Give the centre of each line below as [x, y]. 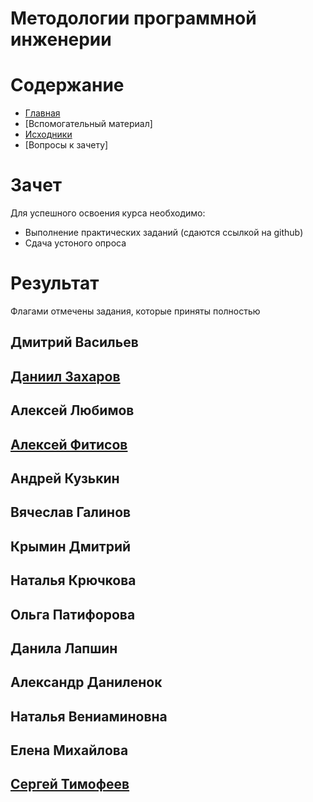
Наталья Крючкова [73, 580]
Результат [55, 283]
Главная [42, 113]
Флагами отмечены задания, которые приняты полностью [135, 311]
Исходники [48, 134]
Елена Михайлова [69, 750]
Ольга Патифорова [73, 614]
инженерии [61, 39]
